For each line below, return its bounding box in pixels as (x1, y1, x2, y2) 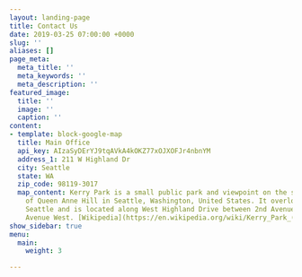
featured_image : (9, 88, 70, 97)
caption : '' (17, 113, 63, 122)
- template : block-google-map (9, 130, 123, 139)
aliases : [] (9, 47, 54, 56)
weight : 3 (25, 247, 63, 255)
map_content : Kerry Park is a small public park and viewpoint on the (17, 188, 288, 197)
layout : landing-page (9, 13, 91, 22)
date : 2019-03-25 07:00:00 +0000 (9, 30, 135, 39)
